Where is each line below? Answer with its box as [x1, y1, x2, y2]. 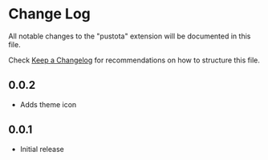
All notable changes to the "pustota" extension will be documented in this [8, 31, 251, 41]
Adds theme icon [19, 99, 77, 109]
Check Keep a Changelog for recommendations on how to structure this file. [8, 55, 261, 65]
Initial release [19, 144, 64, 154]
